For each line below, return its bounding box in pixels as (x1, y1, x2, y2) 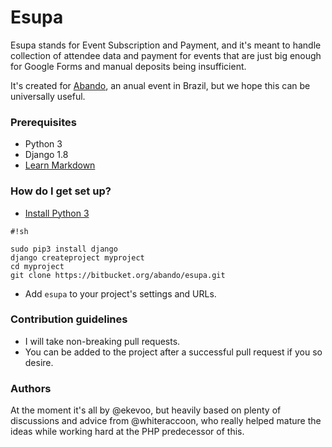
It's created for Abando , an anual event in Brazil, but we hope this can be (10, 79, 311, 91)
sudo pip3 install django (10, 244, 118, 254)
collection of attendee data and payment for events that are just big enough (10, 49, 322, 61)
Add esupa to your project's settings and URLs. (24, 287, 217, 300)
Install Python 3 (24, 207, 90, 219)
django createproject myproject (10, 252, 145, 263)
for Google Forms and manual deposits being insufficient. (10, 60, 247, 72)
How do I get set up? (10, 184, 112, 198)
